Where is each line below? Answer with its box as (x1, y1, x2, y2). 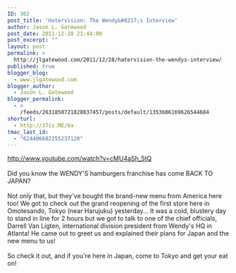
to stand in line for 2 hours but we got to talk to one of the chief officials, (7, 214, 217, 223)
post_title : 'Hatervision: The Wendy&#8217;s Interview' (7, 17, 178, 24)
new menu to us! (7, 237, 56, 245)
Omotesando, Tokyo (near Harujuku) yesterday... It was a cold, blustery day (7, 207, 227, 215)
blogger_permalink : (7, 96, 65, 103)
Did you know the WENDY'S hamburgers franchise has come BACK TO (7, 169, 213, 178)
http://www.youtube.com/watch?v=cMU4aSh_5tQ (7, 154, 152, 163)
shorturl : (7, 115, 37, 122)
